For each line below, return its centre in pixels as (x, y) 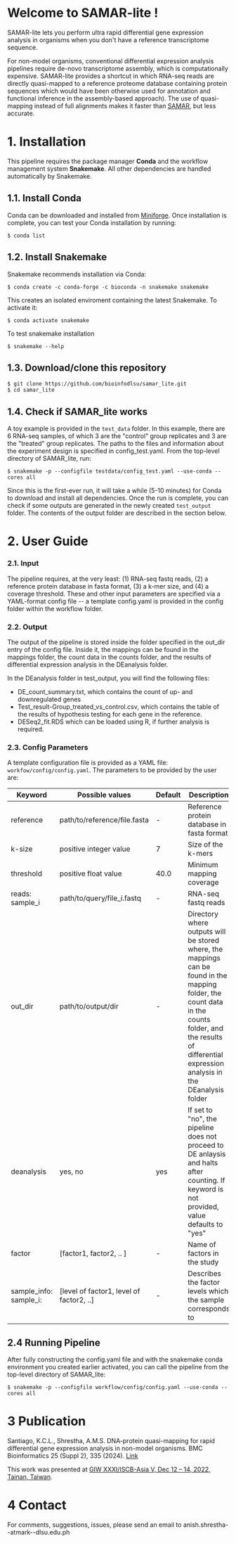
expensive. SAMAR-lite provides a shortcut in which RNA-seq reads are (111, 76)
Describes (204, 1274)
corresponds (209, 1309)
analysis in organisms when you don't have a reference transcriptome (108, 39)
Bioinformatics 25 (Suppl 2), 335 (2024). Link (73, 1455)
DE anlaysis (206, 1154)
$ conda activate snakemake (48, 320)
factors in (203, 1253)
